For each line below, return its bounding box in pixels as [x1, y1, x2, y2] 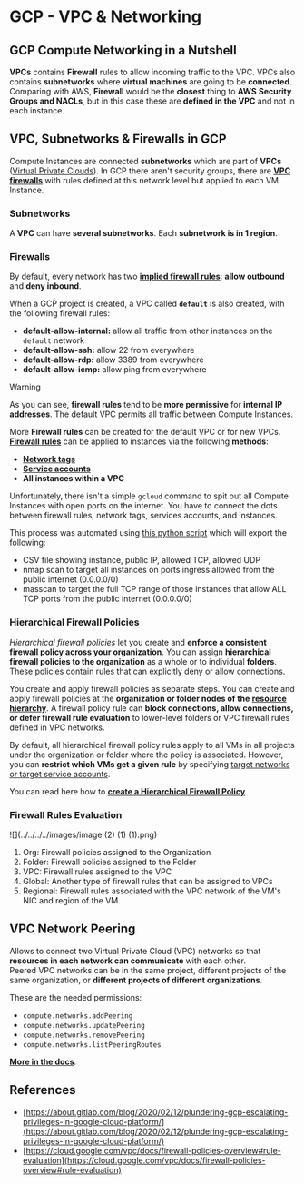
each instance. [9, 105, 65, 115]
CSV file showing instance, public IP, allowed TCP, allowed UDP [22, 555, 261, 566]
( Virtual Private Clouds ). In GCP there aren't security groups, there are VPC [9, 165, 291, 176]
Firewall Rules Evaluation [9, 808, 123, 821]
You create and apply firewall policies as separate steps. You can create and [9, 683, 295, 694]
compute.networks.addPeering [22, 1011, 133, 1021]
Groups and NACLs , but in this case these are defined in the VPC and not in [9, 95, 295, 106]
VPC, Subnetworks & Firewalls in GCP [9, 132, 227, 147]
